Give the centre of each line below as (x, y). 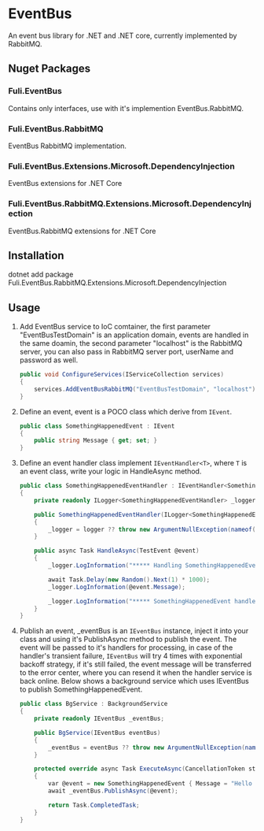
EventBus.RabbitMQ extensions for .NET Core (82, 231)
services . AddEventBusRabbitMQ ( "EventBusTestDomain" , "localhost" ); (147, 389)
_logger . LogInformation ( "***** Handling (115, 566)
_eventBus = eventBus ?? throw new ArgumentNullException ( (147, 748)
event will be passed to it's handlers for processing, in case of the (126, 647)
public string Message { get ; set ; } (96, 441)
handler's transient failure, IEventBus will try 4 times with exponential (131, 656)
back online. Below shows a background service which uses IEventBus (134, 681)
